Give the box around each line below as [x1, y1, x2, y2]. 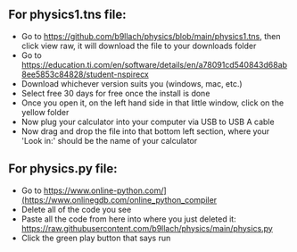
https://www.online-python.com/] [43, 185, 167, 196]
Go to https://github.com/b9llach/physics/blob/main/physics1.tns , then [21, 30, 281, 41]
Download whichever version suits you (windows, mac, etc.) [21, 78, 243, 88]
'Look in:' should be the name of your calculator [21, 135, 198, 146]
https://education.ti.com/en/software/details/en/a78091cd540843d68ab [21, 59, 287, 70]
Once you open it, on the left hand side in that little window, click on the [21, 97, 285, 108]
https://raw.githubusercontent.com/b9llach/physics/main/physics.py [21, 223, 273, 233]
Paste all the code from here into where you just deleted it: [21, 214, 237, 224]
